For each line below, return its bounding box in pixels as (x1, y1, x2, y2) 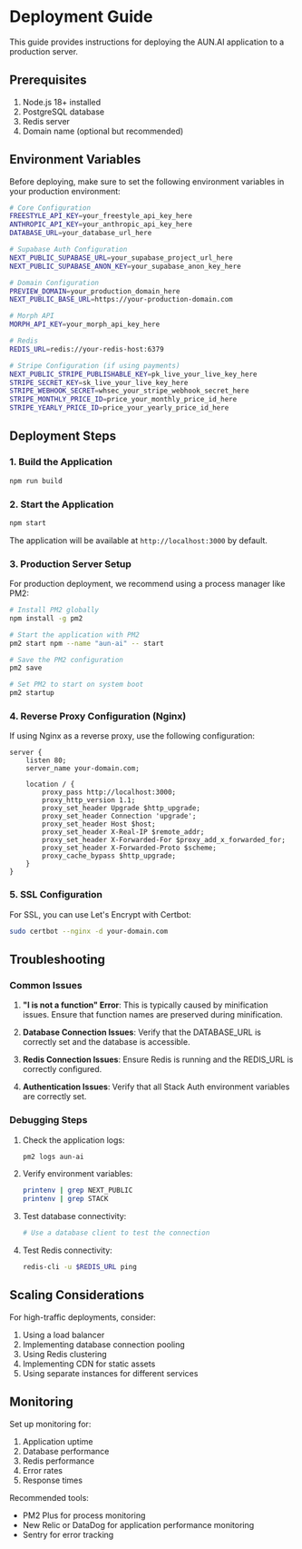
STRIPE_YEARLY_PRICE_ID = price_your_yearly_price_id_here (9, 403, 229, 412)
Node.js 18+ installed (22, 96, 102, 107)
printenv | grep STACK (22, 1195, 109, 1204)
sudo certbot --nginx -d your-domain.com (9, 927, 169, 936)
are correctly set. (22, 1091, 87, 1102)
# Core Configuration (9, 203, 92, 213)
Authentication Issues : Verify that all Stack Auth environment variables (22, 1081, 290, 1092)
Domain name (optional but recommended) (22, 125, 184, 136)
